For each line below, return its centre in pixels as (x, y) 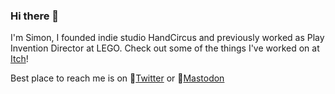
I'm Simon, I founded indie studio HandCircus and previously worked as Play (167, 38)
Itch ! (19, 59)
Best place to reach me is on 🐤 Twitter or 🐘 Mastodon (117, 78)
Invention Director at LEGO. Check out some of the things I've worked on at (165, 48)
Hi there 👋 (35, 16)
